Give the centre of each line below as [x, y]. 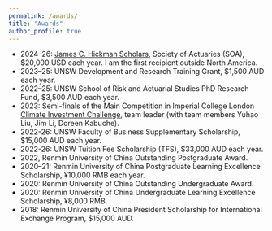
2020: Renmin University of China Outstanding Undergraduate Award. [137, 184]
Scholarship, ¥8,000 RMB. [64, 201]
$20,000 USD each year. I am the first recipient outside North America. [139, 63]
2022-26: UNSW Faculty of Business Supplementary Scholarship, [130, 132]
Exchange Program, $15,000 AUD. [77, 218]
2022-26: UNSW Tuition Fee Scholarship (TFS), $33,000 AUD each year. [142, 149]
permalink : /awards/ [43, 16]
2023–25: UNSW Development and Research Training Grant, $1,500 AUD [142, 72]
